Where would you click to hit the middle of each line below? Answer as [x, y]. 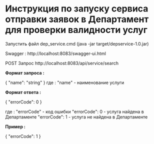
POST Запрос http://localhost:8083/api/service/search [62, 63]
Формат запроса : [25, 72]
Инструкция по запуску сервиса [77, 9]
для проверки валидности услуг [76, 30]
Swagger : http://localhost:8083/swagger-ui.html [56, 53]
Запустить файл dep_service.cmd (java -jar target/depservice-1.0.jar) [77, 43]
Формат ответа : [23, 92]
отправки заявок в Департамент [77, 19]
